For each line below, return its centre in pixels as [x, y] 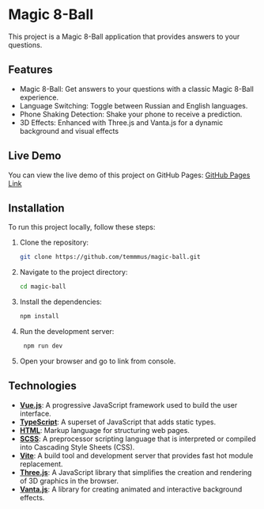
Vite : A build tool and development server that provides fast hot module [136, 455]
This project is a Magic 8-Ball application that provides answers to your [124, 36]
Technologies [43, 386]
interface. [35, 413]
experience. [39, 97]
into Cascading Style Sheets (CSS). [77, 447]
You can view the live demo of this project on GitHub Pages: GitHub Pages [129, 175]
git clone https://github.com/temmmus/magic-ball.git [110, 257]
